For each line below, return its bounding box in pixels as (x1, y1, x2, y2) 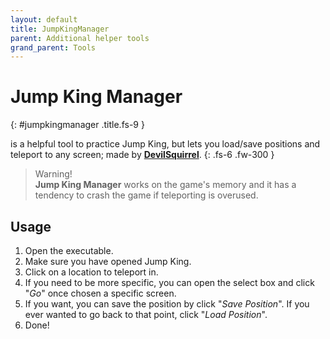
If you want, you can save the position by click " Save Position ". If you (24, 298, 310, 310)
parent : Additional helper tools (10, 33, 150, 43)
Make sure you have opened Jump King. (24, 256, 192, 267)
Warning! (34, 168, 73, 180)
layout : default (10, 14, 78, 25)
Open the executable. (24, 245, 114, 256)
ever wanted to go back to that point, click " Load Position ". (24, 309, 268, 320)
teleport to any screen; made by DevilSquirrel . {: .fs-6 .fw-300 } (10, 149, 275, 161)
